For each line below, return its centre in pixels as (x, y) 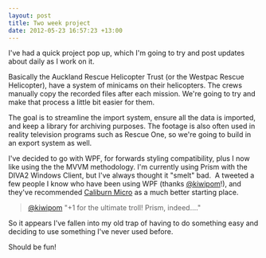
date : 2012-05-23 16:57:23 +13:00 (66, 30)
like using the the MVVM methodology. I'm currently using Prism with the (128, 167)
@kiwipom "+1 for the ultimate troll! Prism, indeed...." (114, 208)
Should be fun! (33, 247)
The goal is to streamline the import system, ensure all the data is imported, (132, 118)
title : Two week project (49, 23)
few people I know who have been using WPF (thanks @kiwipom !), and (125, 184)
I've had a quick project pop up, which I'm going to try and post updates (127, 53)
